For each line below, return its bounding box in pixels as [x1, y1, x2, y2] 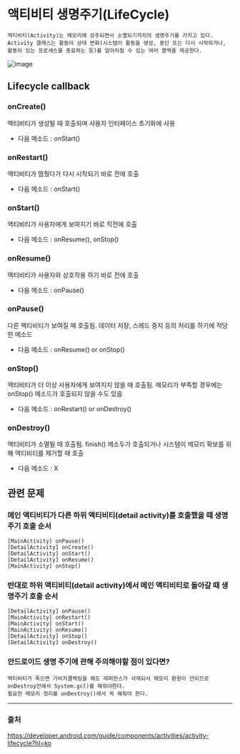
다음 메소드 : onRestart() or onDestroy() [17, 405, 132, 413]
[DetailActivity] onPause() [7, 608, 91, 615]
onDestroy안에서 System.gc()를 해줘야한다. [7, 683, 126, 690]
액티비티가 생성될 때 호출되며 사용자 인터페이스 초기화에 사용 [7, 119, 176, 127]
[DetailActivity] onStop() [7, 633, 88, 640]
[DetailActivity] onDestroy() [7, 639, 98, 646]
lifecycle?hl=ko [7, 738, 52, 747]
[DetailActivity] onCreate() [7, 544, 94, 551]
